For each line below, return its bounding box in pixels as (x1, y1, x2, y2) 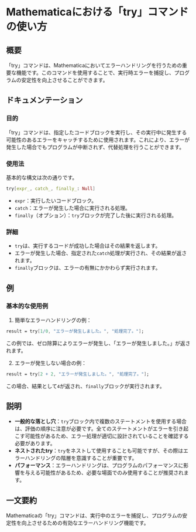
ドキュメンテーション (6, 95, 83, 106)
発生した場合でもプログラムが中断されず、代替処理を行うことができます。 (6, 143, 185, 150)
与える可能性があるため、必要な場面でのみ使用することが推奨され (25, 469, 184, 476)
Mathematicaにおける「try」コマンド (6, 5, 189, 19)
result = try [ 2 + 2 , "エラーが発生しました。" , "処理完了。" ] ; (6, 371, 149, 377)
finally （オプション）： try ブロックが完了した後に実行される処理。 (14, 212, 177, 219)
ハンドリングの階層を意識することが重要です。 (25, 455, 137, 462)
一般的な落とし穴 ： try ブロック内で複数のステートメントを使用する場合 (14, 418, 187, 425)
